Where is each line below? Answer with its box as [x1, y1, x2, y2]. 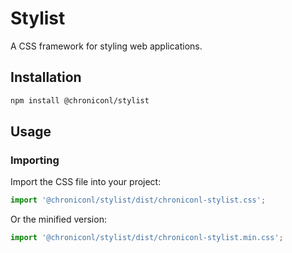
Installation [10, 69, 82, 86]
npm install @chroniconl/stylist [10, 95, 150, 106]
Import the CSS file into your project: [10, 176, 162, 188]
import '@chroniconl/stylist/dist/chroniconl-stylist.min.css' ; [10, 233, 284, 243]
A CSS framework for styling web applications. [10, 40, 203, 52]
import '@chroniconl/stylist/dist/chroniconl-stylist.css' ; [10, 195, 267, 206]
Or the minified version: [10, 213, 107, 226]
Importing [10, 153, 60, 167]
